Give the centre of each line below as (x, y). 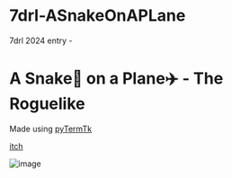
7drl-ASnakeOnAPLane (98, 16)
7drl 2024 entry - (41, 40)
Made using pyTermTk (51, 129)
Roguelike (47, 104)
